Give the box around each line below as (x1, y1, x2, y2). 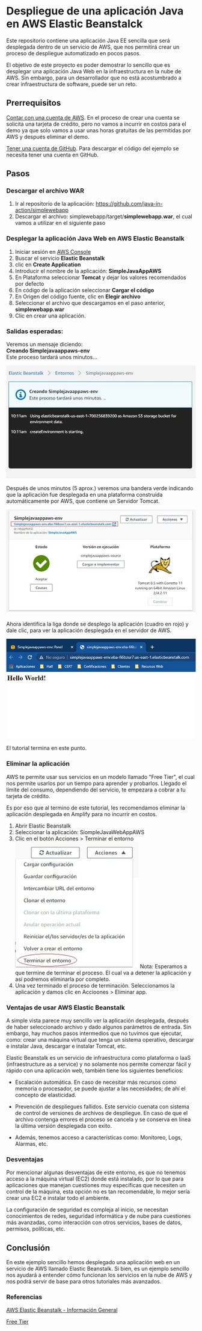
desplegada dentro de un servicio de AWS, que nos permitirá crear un (6, 43, 180, 51)
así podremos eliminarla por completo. (14, 976, 111, 983)
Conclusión (6, 1243, 50, 1253)
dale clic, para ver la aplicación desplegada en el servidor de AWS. (6, 627, 172, 634)
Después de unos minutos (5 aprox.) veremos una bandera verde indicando (6, 484, 194, 491)
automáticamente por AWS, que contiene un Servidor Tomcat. (6, 497, 160, 505)
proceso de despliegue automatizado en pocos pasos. (6, 49, 141, 57)
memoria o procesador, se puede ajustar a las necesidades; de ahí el (14, 1084, 186, 1092)
